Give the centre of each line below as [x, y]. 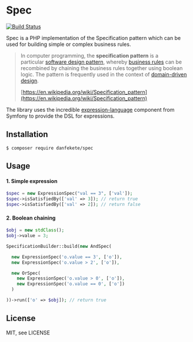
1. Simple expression [32, 181]
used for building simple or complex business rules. [69, 44]
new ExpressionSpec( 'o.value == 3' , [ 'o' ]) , [67, 257]
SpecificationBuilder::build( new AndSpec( [59, 246]
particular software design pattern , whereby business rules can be [101, 62]
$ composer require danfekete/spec [50, 148]
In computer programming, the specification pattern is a [89, 55]
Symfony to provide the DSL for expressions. [60, 116]
